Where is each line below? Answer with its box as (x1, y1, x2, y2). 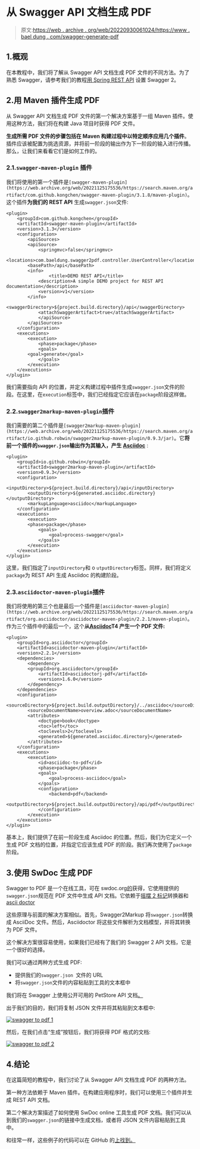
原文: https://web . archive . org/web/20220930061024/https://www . (20, 26, 190, 33)
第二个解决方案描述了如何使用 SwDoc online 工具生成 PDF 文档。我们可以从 (6, 1109, 192, 1116)
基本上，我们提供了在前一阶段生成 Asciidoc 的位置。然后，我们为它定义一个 (6, 834, 192, 841)
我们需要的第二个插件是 (6, 422, 64, 429)
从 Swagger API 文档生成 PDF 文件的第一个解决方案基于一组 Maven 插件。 (6, 112, 189, 119)
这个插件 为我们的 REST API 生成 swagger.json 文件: (6, 198, 129, 206)
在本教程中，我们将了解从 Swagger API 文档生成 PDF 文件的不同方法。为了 (6, 69, 190, 76)
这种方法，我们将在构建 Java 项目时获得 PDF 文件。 (11, 120, 139, 127)
